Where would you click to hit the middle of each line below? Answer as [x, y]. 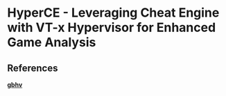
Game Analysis [52, 42]
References [33, 68]
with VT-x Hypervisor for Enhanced [112, 27]
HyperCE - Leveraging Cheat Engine [113, 13]
